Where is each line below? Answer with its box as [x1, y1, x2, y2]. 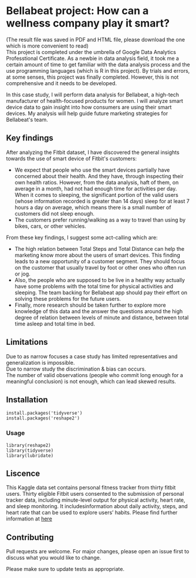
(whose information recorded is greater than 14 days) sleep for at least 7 [14, 197, 190, 204]
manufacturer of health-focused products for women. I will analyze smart [6, 97, 184, 104]
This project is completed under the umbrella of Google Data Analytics [6, 48, 176, 55]
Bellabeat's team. [6, 116, 48, 123]
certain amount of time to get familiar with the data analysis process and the [6, 61, 191, 68]
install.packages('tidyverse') [6, 410, 83, 416]
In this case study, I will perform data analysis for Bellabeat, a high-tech [6, 91, 180, 98]
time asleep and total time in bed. [14, 320, 96, 327]
